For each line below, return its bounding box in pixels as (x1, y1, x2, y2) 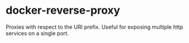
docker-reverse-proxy (5, 4, 121, 17)
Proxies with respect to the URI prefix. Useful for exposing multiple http (5, 23, 184, 30)
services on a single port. (5, 29, 69, 36)
